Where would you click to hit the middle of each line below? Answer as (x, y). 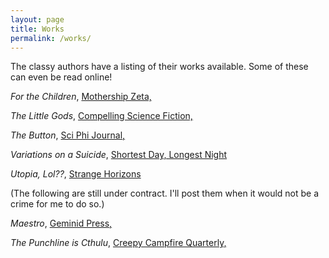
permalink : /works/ (51, 38)
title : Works (37, 29)
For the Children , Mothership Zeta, (81, 97)
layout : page (37, 19)
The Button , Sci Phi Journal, (68, 135)
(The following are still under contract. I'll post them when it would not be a (165, 193)
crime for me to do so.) (57, 204)
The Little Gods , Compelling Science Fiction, (101, 116)
